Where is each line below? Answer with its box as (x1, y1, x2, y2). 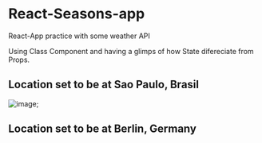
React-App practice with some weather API (8, 31, 150, 41)
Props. (8, 55, 30, 64)
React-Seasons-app (8, 5, 145, 23)
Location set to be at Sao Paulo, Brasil (8, 78, 200, 91)
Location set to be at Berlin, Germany (8, 122, 197, 136)
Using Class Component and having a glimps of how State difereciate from (8, 46, 254, 56)
